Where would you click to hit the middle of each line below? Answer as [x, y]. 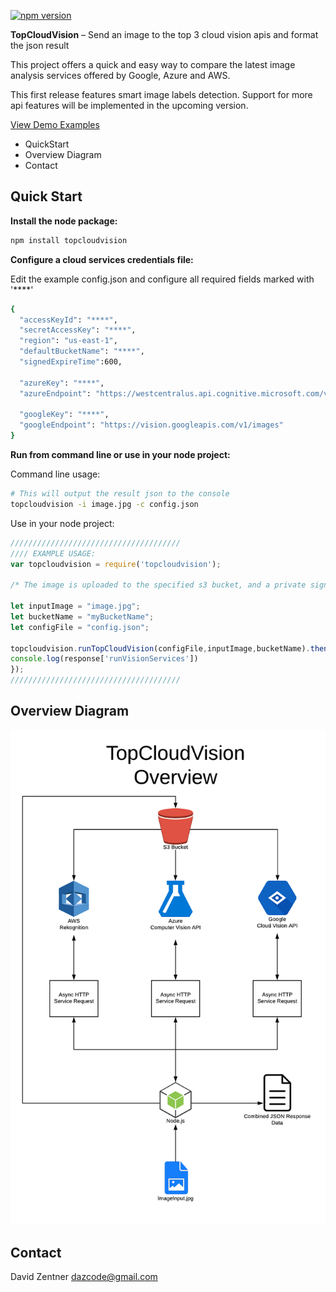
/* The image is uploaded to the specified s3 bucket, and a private [158, 585]
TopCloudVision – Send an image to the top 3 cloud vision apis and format [164, 34]
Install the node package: [64, 221]
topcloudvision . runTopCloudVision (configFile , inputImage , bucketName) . [160, 648]
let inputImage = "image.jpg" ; [75, 606]
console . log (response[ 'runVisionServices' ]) [104, 659]
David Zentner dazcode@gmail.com [84, 1277]
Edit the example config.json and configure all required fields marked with [162, 279]
